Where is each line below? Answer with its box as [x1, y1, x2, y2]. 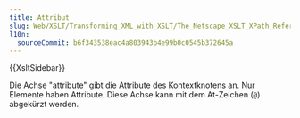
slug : [9, 21, 29, 30]
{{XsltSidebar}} [9, 63, 65, 73]
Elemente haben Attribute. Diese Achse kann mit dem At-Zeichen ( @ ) [9, 89, 261, 100]
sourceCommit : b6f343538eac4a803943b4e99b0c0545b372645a [17, 38, 234, 47]
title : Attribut [9, 13, 70, 22]
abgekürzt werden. [9, 99, 79, 110]
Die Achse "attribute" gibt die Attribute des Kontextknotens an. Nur [9, 80, 256, 90]
